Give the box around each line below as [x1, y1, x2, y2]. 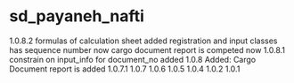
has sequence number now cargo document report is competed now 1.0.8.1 [9, 44, 286, 55]
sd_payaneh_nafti [9, 6, 145, 26]
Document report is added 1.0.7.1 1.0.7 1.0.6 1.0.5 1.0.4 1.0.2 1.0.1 [9, 64, 241, 74]
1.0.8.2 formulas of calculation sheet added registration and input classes [9, 35, 278, 46]
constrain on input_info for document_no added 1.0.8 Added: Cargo [9, 54, 257, 64]
